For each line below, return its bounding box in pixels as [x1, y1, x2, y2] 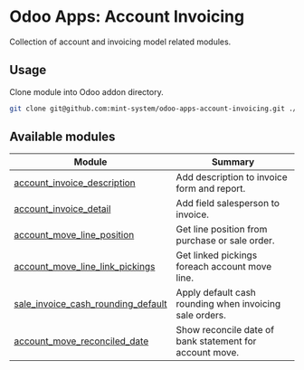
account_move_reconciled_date [14, 335, 149, 347]
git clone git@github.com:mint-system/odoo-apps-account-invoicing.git [9, 104, 285, 113]
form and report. [176, 183, 246, 195]
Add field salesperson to [176, 197, 280, 210]
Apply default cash [176, 287, 256, 299]
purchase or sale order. [176, 234, 275, 247]
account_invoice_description [14, 176, 136, 189]
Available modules [9, 129, 116, 145]
